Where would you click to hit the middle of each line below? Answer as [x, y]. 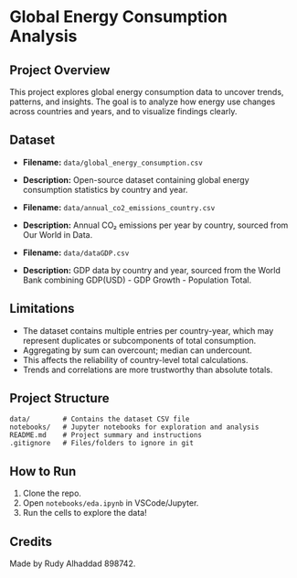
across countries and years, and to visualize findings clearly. [123, 111]
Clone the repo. [52, 493]
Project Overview [60, 70]
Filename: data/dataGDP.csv [76, 252]
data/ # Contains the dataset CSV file [100, 419]
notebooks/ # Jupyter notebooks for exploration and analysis [134, 427]
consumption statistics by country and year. [105, 189]
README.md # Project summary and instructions [106, 435]
